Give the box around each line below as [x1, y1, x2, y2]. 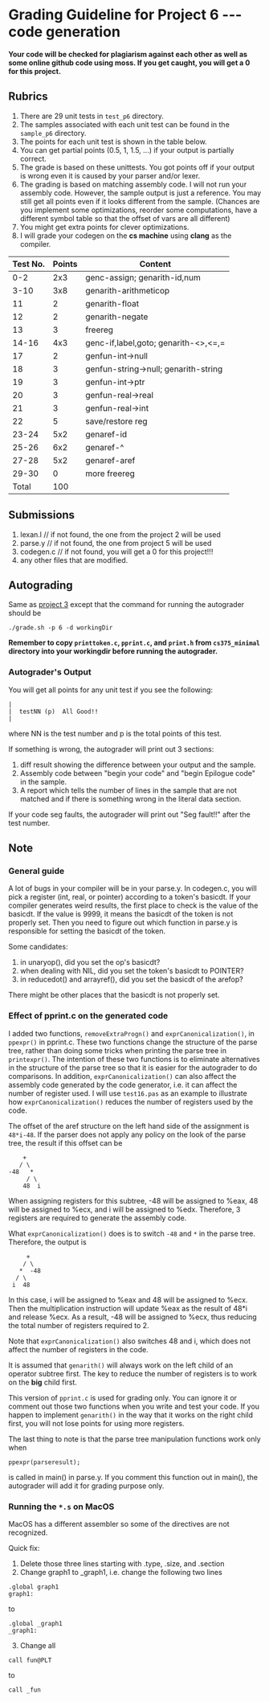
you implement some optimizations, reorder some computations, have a [19, 205, 258, 215]
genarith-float [85, 297, 139, 309]
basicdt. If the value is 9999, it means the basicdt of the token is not [8, 909, 234, 919]
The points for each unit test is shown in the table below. [19, 137, 207, 146]
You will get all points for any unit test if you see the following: [8, 685, 214, 695]
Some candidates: [8, 942, 68, 952]
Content [139, 258, 171, 269]
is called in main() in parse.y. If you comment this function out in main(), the [8, 1472, 259, 1482]
